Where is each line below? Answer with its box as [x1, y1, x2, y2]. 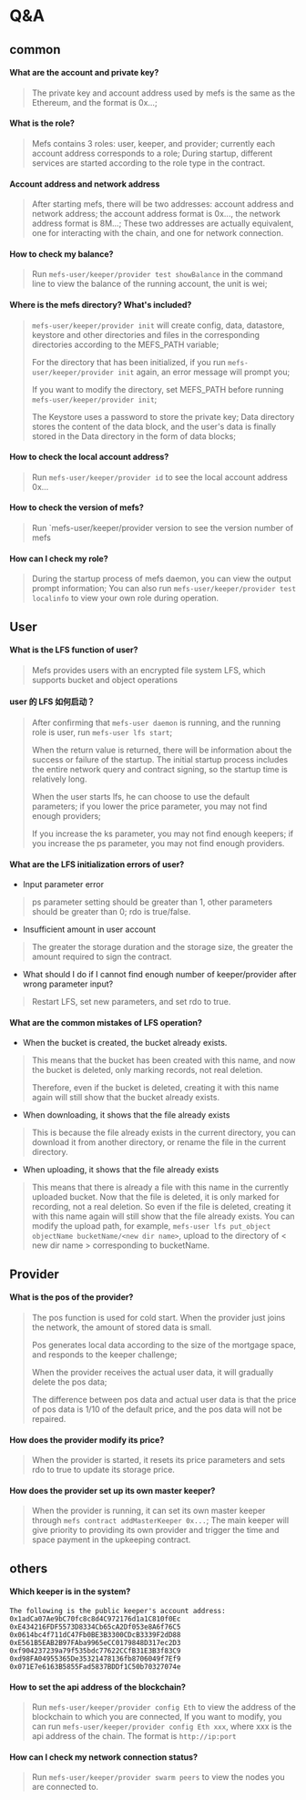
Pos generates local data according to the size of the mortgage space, [31, 1340, 297, 1350]
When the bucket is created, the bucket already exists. [22, 1038, 228, 1048]
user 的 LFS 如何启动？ [9, 696, 96, 707]
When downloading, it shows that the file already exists [22, 1110, 230, 1120]
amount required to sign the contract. [31, 951, 172, 962]
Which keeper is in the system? [9, 1586, 131, 1597]
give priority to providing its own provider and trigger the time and [31, 1525, 280, 1536]
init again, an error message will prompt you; [117, 366, 291, 377]
